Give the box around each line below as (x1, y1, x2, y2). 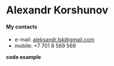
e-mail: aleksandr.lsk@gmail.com (14, 36, 95, 43)
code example (6, 54, 42, 61)
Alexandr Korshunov (6, 4, 109, 17)
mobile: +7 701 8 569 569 (14, 42, 76, 50)
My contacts (6, 23, 37, 30)
